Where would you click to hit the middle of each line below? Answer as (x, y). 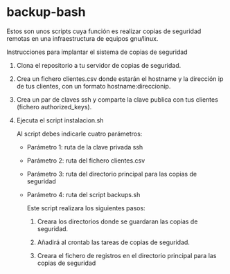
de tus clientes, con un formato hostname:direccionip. (94, 86)
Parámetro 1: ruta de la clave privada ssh (85, 147)
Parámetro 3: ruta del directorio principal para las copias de (112, 174)
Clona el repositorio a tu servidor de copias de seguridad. (99, 65)
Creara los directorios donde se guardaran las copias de (117, 221)
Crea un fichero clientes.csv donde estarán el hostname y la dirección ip (120, 79)
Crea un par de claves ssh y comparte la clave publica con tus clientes (117, 99)
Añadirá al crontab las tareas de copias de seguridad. (113, 242)
